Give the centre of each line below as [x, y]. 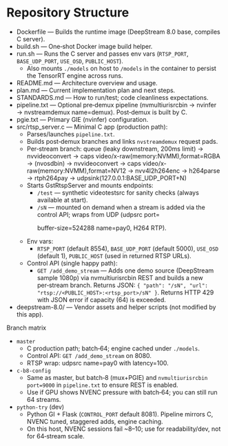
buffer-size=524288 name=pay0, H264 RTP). [102, 228]
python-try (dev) [40, 407]
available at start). [62, 200]
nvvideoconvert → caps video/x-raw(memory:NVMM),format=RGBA [124, 156]
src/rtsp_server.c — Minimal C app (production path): [92, 127]
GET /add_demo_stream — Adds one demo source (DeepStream [125, 270]
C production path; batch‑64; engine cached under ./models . [113, 348]
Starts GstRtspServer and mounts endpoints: [90, 185]
